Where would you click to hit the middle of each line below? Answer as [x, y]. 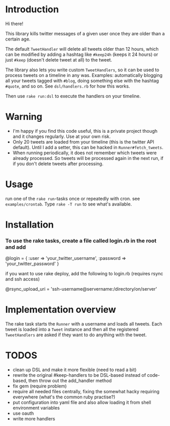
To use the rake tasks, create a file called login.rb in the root [81, 240]
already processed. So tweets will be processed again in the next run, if [88, 158]
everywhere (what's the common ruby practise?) [64, 397]
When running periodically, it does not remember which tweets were [84, 153]
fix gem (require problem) [40, 386]
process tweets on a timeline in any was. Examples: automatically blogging [84, 75]
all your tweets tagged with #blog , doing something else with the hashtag [82, 80]
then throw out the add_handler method [70, 381]
